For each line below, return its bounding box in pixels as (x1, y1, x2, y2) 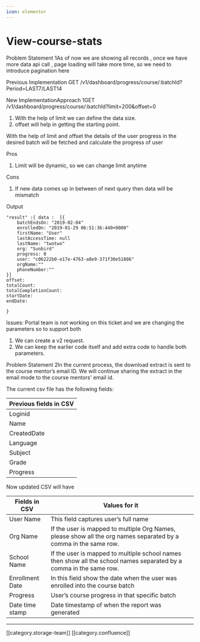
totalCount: (6, 282, 36, 288)
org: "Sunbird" (17, 245, 55, 251)
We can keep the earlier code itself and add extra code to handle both (14, 343, 187, 350)
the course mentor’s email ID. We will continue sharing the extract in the (6, 367, 183, 374)
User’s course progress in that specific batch (50, 591, 177, 599)
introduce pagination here (6, 67, 70, 74)
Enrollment (9, 574, 40, 582)
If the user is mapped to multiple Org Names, (50, 524, 176, 533)
